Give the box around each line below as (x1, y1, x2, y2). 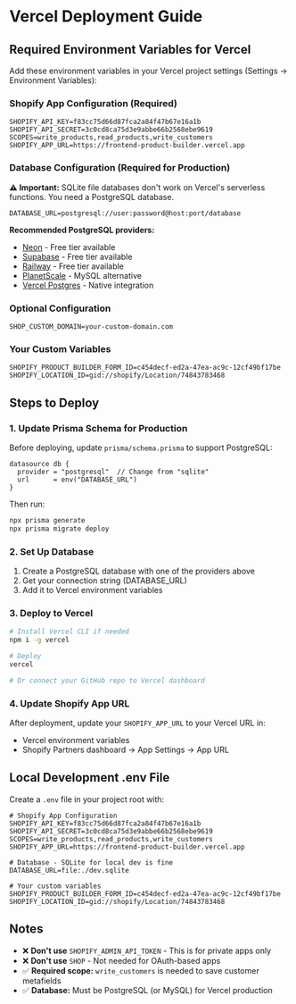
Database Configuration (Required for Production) (9, 162, 231, 174)
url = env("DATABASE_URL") (17, 475, 138, 484)
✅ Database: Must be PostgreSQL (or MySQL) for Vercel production (21, 984, 274, 995)
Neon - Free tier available (21, 241, 116, 252)
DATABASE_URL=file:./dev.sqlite (9, 866, 129, 874)
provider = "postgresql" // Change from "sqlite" (17, 467, 210, 476)
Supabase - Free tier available (21, 251, 133, 262)
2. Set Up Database (9, 545, 95, 557)
